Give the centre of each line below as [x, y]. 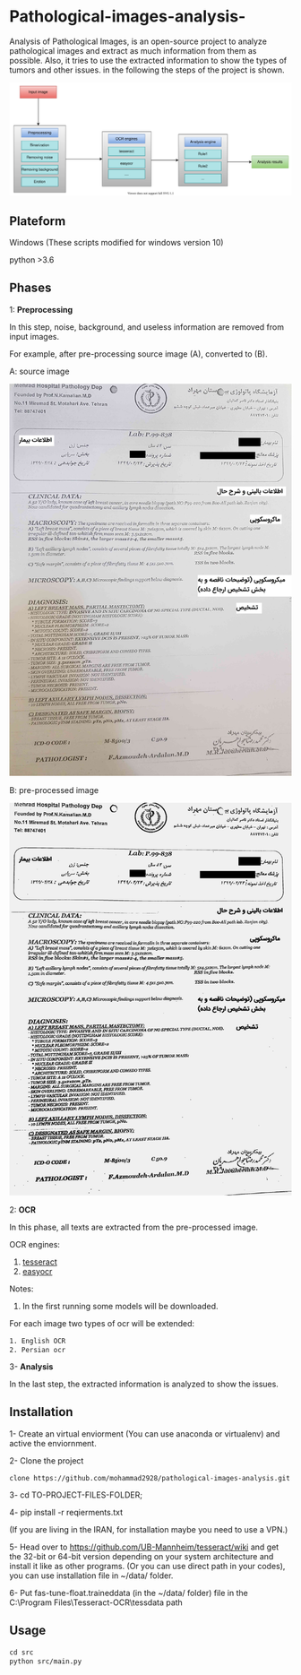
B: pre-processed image [54, 790]
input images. [34, 336]
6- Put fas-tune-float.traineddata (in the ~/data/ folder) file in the [129, 1593]
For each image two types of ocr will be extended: [102, 1323]
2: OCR [22, 1209]
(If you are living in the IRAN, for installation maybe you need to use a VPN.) [149, 1529]
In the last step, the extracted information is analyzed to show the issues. [144, 1384]
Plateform [38, 221]
